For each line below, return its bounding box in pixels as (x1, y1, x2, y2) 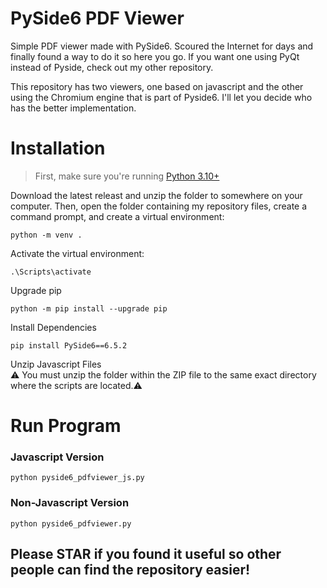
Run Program (10, 415, 122, 437)
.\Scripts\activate (10, 267, 92, 277)
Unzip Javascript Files (10, 358, 102, 370)
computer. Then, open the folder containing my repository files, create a (10, 200, 308, 212)
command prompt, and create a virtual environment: (10, 210, 225, 222)
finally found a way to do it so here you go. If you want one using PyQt (10, 50, 300, 62)
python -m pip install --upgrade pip (10, 303, 168, 314)
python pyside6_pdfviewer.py (10, 518, 132, 529)
